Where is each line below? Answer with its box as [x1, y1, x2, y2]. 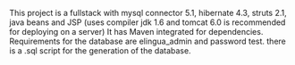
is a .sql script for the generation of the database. [9, 45, 191, 56]
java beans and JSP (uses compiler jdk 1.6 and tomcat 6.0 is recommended [9, 17, 286, 28]
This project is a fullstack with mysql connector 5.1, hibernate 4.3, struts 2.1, [9, 8, 288, 18]
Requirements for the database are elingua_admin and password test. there [9, 36, 286, 46]
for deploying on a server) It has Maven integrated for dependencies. [9, 27, 264, 37]
